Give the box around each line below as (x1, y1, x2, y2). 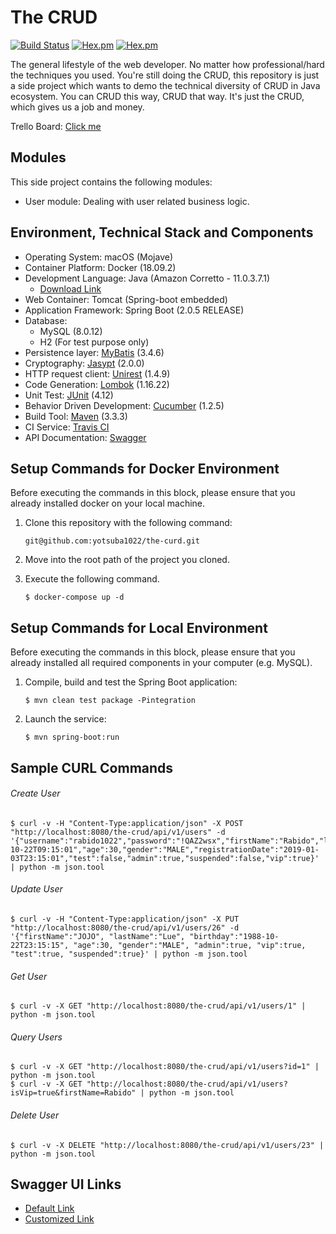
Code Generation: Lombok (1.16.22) (24, 378, 170, 390)
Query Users (10, 1031, 63, 1043)
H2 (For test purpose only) (39, 336, 150, 348)
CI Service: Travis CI (24, 421, 110, 433)
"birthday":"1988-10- (189, 931, 280, 941)
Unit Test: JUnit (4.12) (24, 389, 114, 401)
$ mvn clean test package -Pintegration (24, 696, 196, 706)
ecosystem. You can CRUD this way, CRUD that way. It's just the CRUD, (10, 90, 305, 102)
